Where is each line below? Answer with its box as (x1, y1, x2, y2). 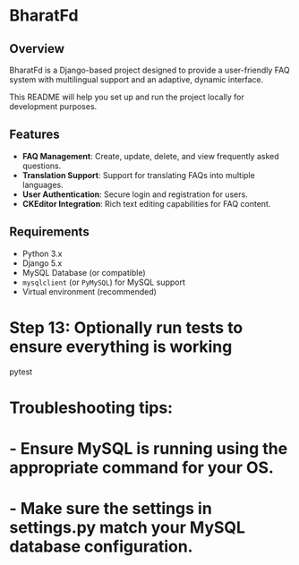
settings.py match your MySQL (9, 518, 246, 538)
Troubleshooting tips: (9, 398, 173, 417)
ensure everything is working (9, 337, 233, 356)
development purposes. (9, 101, 98, 112)
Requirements (9, 225, 90, 240)
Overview (9, 41, 65, 56)
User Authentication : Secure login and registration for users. (21, 189, 248, 200)
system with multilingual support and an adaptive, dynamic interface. (9, 74, 264, 85)
